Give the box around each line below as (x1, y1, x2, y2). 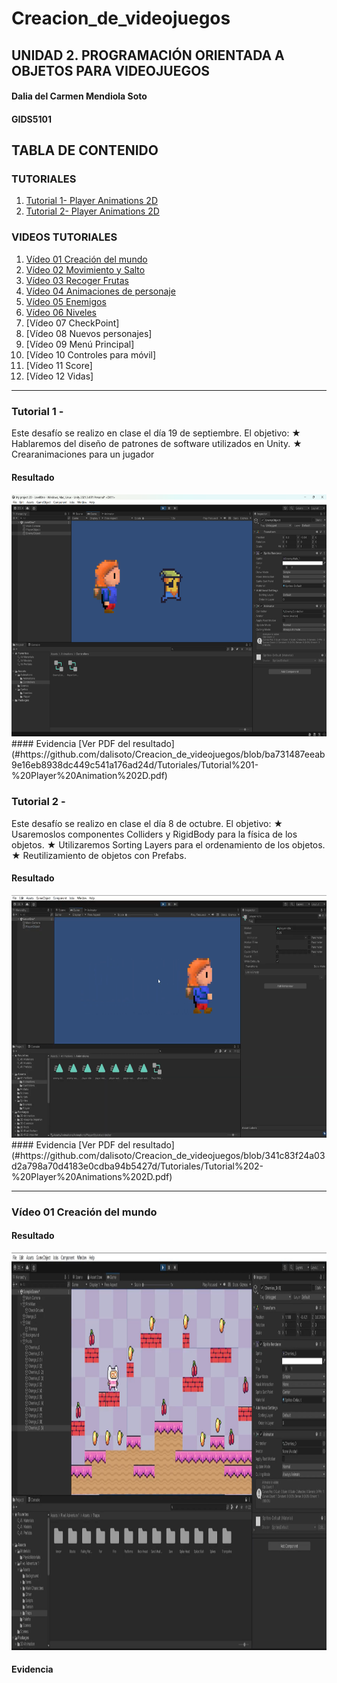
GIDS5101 (11, 113, 52, 125)
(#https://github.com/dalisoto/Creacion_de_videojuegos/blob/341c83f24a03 (11, 1149, 326, 1161)
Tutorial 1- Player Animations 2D (25, 195, 158, 207)
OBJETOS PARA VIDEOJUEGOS (11, 62, 211, 79)
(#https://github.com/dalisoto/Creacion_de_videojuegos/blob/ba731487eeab (11, 748, 326, 761)
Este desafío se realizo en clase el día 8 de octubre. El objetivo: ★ (11, 817, 284, 829)
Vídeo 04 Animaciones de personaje (25, 285, 176, 297)
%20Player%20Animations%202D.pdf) (11, 1170, 173, 1182)
